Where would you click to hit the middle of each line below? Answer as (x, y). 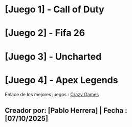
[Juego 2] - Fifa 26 (45, 33)
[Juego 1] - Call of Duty (54, 10)
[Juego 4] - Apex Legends (61, 80)
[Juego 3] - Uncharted (53, 56)
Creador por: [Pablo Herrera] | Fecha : (66, 110)
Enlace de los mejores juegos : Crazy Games (52, 94)
